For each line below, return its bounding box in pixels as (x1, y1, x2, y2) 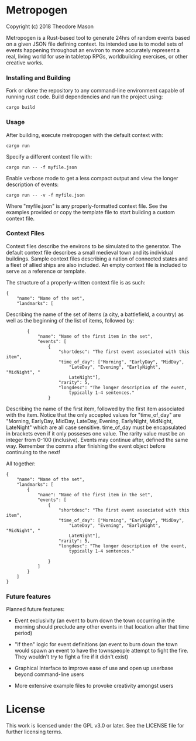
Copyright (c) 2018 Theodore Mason (6, 23, 94, 30)
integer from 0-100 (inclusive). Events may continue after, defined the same (6, 436, 188, 443)
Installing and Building (6, 74, 71, 82)
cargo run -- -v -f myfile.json (6, 192, 85, 198)
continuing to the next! (6, 448, 60, 455)
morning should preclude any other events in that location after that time (14, 623, 190, 630)
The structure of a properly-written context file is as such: (6, 279, 146, 286)
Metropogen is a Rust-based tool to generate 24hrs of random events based (6, 34, 190, 41)
